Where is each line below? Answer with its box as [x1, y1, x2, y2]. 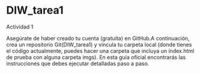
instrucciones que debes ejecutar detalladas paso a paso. [6, 60, 150, 67]
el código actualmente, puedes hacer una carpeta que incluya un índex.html [6, 47, 195, 54]
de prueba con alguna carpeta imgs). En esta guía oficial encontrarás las [6, 53, 186, 61]
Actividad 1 [6, 23, 34, 30]
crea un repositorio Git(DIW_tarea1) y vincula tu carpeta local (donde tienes [6, 41, 192, 48]
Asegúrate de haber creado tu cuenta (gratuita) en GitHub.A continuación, [6, 34, 190, 42]
